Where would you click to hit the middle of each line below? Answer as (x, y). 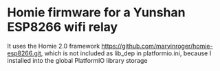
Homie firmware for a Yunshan (96, 13)
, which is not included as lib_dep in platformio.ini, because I (126, 53)
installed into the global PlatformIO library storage (77, 60)
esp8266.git (24, 53)
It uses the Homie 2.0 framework (54, 46)
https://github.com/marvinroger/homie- (157, 46)
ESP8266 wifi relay (63, 27)
